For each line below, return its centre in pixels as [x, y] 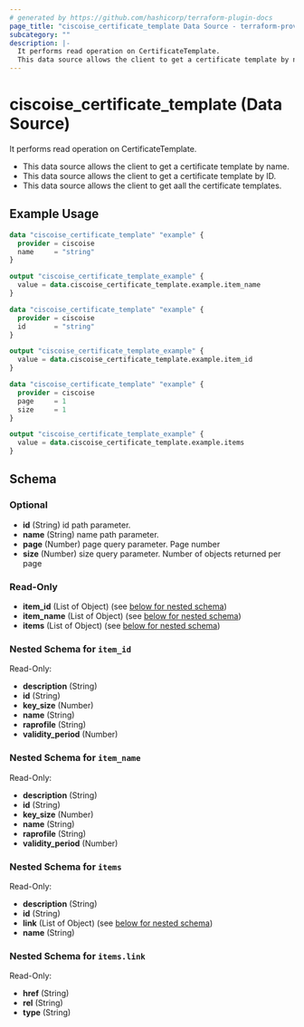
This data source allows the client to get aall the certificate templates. [152, 185]
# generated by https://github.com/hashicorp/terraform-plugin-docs [141, 18]
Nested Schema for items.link [78, 956]
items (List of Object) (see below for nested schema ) [121, 625]
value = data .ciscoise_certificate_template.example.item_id [135, 360]
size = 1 [42, 409]
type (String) [47, 1013]
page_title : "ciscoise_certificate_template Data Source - [123, 26]
